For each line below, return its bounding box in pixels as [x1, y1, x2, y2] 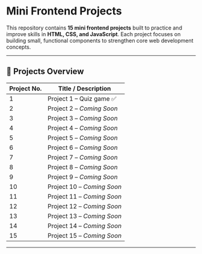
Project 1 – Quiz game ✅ [47, 94, 117, 103]
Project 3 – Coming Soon [47, 114, 118, 122]
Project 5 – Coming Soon [47, 134, 118, 142]
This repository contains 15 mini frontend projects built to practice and [6, 24, 182, 31]
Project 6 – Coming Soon [47, 143, 118, 152]
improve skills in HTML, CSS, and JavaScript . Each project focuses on [6, 30, 181, 37]
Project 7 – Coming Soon [47, 153, 118, 161]
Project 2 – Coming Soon [47, 104, 118, 113]
